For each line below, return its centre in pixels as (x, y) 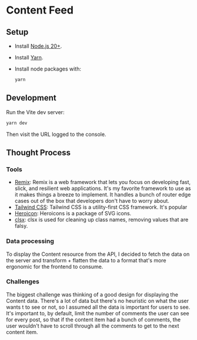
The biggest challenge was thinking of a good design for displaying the (92, 294)
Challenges (23, 282)
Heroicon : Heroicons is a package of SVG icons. (73, 214)
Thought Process (38, 153)
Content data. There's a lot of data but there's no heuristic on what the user (98, 301)
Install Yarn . (29, 57)
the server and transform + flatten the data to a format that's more (86, 260)
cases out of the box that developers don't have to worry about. (92, 201)
